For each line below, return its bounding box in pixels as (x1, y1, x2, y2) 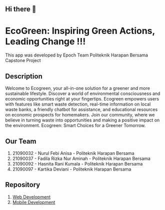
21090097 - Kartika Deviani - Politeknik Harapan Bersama (12, 166, 131, 172)
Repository (5, 180, 40, 189)
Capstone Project (5, 57, 41, 63)
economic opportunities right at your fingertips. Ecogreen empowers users (5, 96, 159, 102)
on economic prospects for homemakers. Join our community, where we (5, 112, 155, 118)
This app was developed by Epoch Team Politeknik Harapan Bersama (5, 52, 148, 58)
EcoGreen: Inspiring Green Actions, (5, 25, 155, 36)
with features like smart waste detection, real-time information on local (5, 101, 151, 107)
